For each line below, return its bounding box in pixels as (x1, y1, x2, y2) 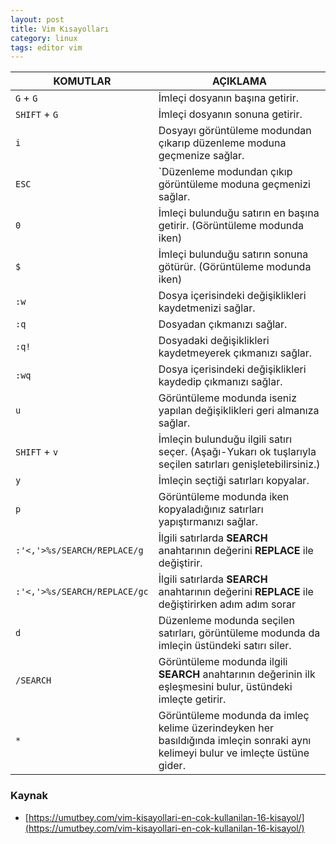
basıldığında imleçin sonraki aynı (158, 734, 312, 748)
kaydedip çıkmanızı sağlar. (158, 375, 283, 389)
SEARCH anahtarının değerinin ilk (158, 667, 316, 681)
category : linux (10, 33, 78, 43)
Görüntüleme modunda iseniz (158, 391, 298, 405)
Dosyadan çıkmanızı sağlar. (158, 317, 288, 331)
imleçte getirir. (158, 692, 227, 706)
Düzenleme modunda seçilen (158, 614, 295, 628)
